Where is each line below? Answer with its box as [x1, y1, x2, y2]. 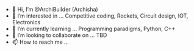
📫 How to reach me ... [12, 38, 69, 46]
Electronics [12, 19, 41, 25]
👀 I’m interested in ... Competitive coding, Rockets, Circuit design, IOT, [12, 12, 189, 19]
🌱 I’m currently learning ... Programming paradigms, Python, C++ [12, 25, 176, 32]
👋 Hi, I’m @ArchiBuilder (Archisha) [12, 6, 99, 13]
